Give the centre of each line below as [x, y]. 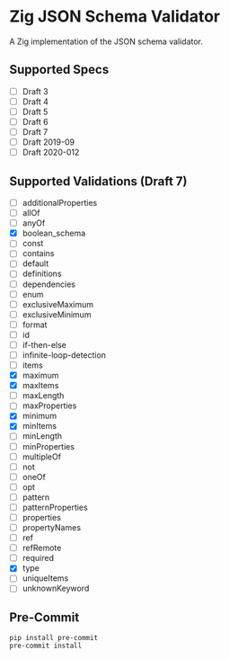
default [35, 263]
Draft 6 [35, 121]
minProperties [48, 446]
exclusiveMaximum [58, 304]
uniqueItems [45, 578]
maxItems [40, 386]
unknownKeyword [56, 588]
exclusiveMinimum [57, 314]
